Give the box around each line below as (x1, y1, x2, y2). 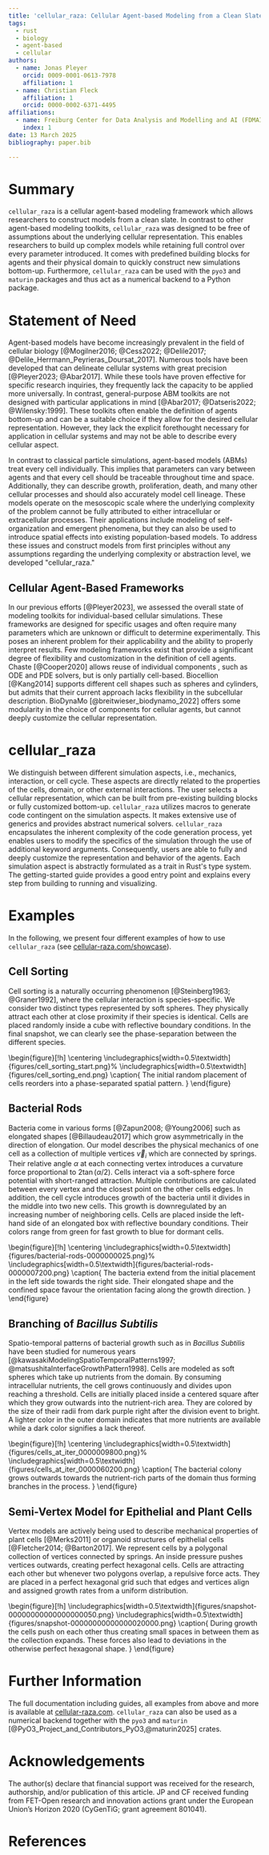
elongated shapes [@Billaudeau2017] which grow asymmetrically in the (8, 1132, 244, 1141)
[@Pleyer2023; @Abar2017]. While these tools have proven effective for (8, 372, 247, 382)
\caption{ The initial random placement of (110, 1070, 247, 1079)
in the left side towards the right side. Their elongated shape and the (8, 1277, 234, 1286)
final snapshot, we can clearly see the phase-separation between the (8, 1028, 237, 1039)
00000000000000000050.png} (8, 1610, 114, 1620)
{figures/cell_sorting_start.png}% (8, 1061, 118, 1071)
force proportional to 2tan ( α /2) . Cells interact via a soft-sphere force (8, 1168, 235, 1177)
